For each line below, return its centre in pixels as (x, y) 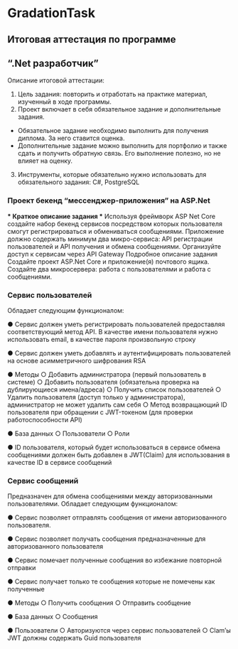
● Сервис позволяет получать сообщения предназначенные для (107, 539)
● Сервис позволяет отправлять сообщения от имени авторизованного (117, 517)
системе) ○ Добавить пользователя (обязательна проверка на (103, 382)
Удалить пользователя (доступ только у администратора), (97, 397)
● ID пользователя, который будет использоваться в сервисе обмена (114, 447)
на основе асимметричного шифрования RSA (77, 360)
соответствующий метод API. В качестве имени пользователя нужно (113, 331)
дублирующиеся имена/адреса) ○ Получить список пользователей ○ (114, 390)
